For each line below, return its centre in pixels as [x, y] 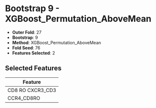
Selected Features [33, 68]
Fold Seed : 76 [26, 48]
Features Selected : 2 [33, 53]
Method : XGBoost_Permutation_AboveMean [57, 42]
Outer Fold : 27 [27, 32]
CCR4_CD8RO [24, 98]
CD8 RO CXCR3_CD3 [32, 90]
